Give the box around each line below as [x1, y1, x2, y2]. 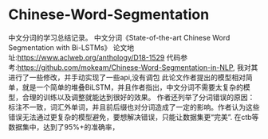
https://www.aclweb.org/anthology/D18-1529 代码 [17, 52, 181, 62]
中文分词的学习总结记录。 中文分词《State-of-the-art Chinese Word [8, 33, 231, 42]
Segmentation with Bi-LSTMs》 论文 [8, 42, 128, 52]
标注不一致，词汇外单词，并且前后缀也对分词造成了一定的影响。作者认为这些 [8, 102, 260, 112]
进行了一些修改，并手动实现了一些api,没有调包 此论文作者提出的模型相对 [8, 72, 246, 82]
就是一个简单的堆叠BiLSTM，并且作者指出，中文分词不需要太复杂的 [22, 82, 244, 92]
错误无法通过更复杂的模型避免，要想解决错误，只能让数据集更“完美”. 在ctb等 [8, 112, 259, 122]
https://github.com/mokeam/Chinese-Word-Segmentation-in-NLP [17, 62, 234, 72]
